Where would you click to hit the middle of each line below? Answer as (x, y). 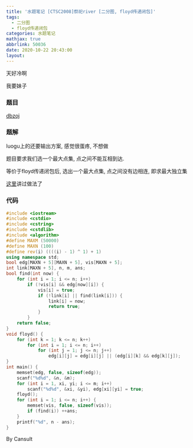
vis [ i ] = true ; (56, 290)
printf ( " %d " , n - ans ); (46, 422)
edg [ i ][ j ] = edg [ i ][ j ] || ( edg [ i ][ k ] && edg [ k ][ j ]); (115, 356)
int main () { (22, 367)
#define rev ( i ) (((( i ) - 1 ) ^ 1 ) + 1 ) (54, 252)
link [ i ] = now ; (67, 301)
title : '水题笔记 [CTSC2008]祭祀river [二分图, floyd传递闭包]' (81, 12)
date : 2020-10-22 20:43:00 (39, 50)
